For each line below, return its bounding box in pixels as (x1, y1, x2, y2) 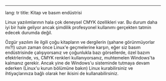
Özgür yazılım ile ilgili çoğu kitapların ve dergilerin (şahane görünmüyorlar (5, 39, 155, 45)
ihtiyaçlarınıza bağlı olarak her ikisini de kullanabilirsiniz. (5, 71, 119, 76)
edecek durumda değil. (5, 30, 52, 35)
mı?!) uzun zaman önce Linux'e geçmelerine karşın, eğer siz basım (5, 45, 141, 50)
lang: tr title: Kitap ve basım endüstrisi (5, 10, 83, 15)
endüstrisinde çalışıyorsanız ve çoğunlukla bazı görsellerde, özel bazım (5, 50, 150, 55)
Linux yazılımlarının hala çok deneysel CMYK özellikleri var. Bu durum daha (5, 19, 158, 25)
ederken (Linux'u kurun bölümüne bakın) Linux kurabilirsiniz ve (5, 65, 133, 71)
